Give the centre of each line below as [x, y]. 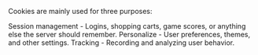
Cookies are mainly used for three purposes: [80, 11]
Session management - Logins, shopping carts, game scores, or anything [127, 26]
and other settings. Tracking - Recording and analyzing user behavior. [122, 43]
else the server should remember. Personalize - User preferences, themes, [129, 34]
